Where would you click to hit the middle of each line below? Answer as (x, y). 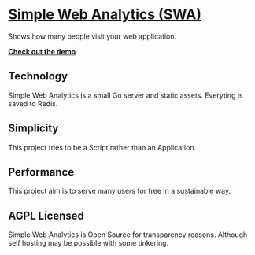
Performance (41, 172)
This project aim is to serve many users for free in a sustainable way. (120, 191)
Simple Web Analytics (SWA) (105, 15)
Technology (38, 76)
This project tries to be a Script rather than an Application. (102, 147)
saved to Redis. (33, 103)
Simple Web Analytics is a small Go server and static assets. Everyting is (126, 95)
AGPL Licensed (46, 215)
